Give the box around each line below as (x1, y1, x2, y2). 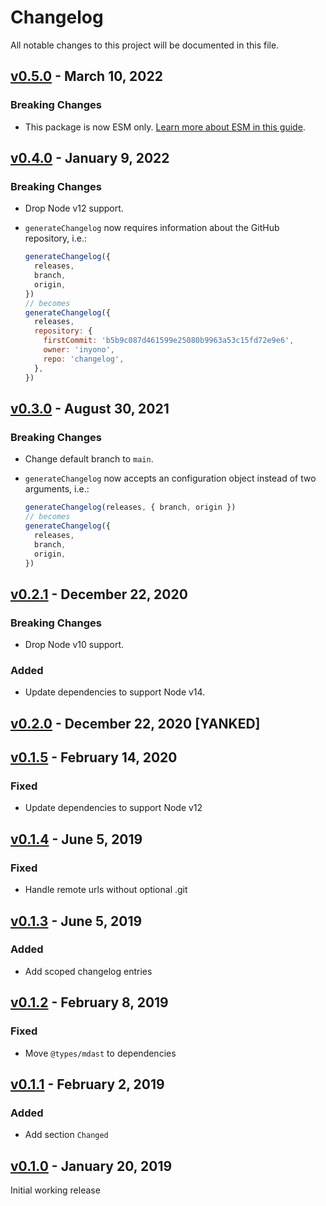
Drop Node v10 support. (24, 639, 125, 651)
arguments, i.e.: (24, 483, 90, 495)
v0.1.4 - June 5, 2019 (10, 831, 143, 848)
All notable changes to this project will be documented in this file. (10, 39, 280, 51)
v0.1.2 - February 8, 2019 (10, 994, 169, 1011)
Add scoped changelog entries (24, 965, 153, 977)
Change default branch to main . (24, 453, 154, 465)
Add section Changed (24, 1129, 109, 1141)
